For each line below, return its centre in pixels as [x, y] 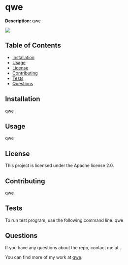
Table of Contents [33, 46]
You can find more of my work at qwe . [44, 257]
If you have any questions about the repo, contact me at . [63, 247]
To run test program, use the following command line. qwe [64, 220]
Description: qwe [23, 21]
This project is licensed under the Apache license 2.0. [60, 166]
